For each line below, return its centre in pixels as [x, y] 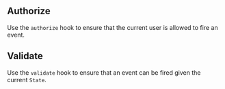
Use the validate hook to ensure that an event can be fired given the [104, 72]
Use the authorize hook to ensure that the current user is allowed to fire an [112, 27]
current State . [27, 79]
